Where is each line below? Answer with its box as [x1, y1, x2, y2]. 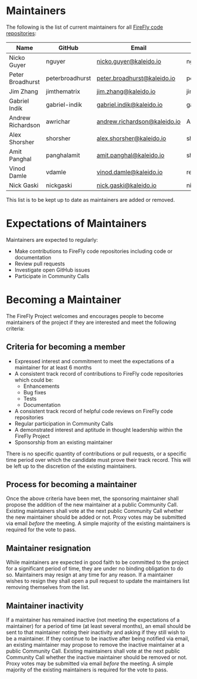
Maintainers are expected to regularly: [6, 236, 98, 243]
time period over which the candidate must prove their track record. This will [6, 456, 191, 463]
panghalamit [46, 151, 80, 159]
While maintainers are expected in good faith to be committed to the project [6, 559, 189, 566]
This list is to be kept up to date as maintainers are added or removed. [6, 196, 175, 203]
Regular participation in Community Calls [14, 420, 114, 427]
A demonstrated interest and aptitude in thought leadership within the [14, 426, 183, 433]
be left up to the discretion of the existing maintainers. [6, 462, 137, 469]
